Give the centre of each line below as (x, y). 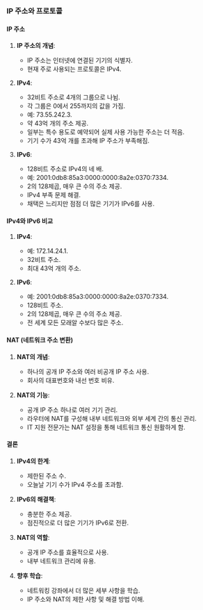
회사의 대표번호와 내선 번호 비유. (71, 380)
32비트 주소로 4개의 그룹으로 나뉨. (74, 97)
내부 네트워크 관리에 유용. (62, 561)
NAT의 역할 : (33, 537)
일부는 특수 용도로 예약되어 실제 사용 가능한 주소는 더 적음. (106, 132)
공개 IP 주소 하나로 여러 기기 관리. (72, 410)
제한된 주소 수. (47, 476)
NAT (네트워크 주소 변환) (40, 340)
